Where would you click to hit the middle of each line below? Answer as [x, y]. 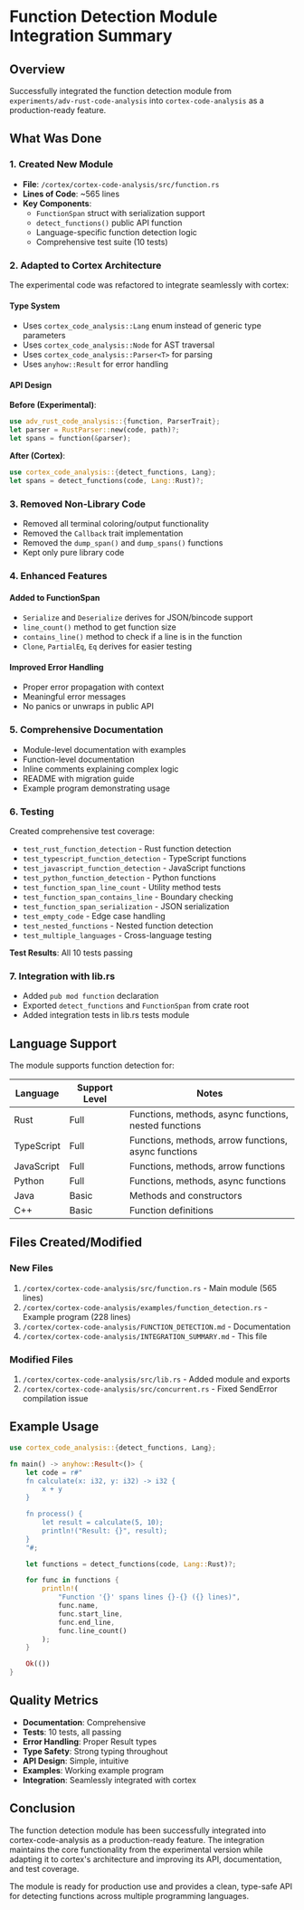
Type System [35, 306]
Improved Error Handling [57, 667]
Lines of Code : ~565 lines [71, 194]
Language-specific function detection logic [116, 232]
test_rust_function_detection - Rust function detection [127, 849]
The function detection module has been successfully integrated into [138, 1830]
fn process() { [54, 1514]
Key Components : [57, 203]
